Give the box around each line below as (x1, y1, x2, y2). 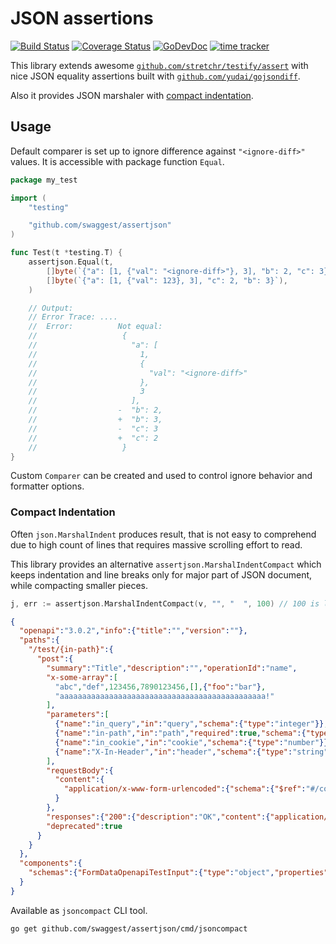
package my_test (10, 175, 78, 185)
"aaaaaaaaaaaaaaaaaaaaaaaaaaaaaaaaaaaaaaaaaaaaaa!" (54, 691, 275, 701)
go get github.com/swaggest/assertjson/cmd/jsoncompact (10, 923, 248, 934)
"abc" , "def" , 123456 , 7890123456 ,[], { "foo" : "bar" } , (54, 682, 267, 692)
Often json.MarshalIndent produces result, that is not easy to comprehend (10, 528, 317, 540)
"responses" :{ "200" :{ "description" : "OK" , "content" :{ (46, 812, 271, 822)
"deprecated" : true (46, 821, 123, 831)
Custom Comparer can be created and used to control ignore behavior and (10, 470, 313, 482)
